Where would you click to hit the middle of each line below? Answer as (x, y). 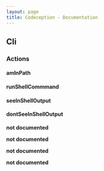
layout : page (23, 12)
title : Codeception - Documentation (52, 17)
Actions (18, 59)
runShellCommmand (32, 87)
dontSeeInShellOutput (35, 114)
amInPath (19, 73)
